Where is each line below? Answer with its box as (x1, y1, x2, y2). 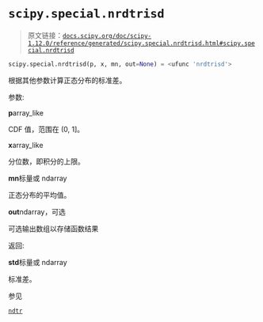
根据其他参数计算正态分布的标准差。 (8, 75, 127, 85)
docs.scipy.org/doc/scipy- (62, 32, 152, 40)
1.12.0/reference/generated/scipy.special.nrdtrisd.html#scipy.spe (27, 39, 255, 47)
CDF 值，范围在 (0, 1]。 (8, 124, 85, 134)
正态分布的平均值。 (8, 190, 71, 199)
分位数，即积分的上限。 (8, 157, 85, 166)
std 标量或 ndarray (8, 257, 67, 267)
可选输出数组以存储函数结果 (8, 224, 99, 233)
